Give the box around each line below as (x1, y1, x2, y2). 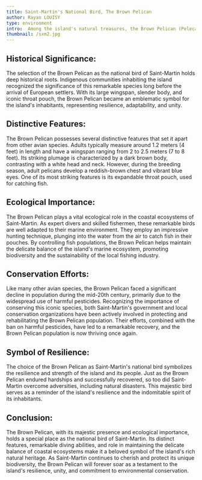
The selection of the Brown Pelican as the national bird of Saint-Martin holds (6, 69, 195, 76)
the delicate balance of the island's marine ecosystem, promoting (6, 245, 168, 252)
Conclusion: (6, 413, 53, 423)
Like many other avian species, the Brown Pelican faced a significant (6, 285, 177, 292)
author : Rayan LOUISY (6, 14, 61, 20)
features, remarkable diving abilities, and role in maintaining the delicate (6, 441, 185, 449)
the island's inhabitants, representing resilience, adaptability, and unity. (6, 101, 182, 108)
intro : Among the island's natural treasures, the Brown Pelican (6, 25, 176, 32)
